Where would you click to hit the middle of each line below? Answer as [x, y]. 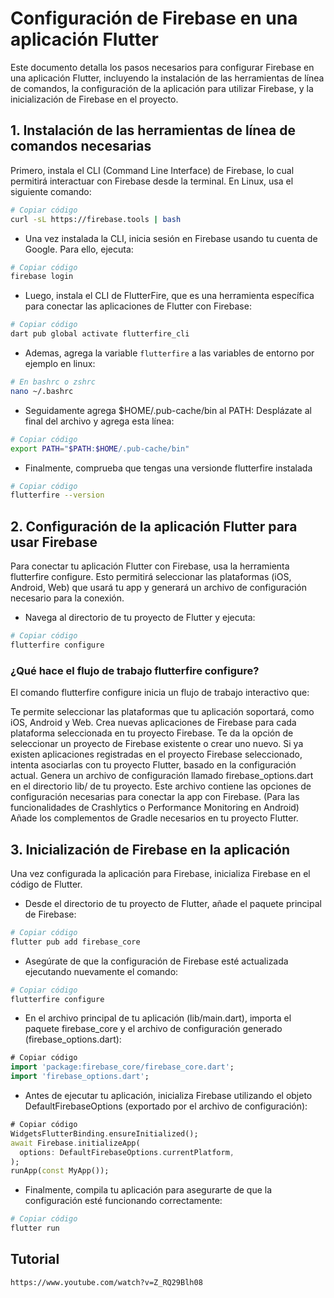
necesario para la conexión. [67, 598]
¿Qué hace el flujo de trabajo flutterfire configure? [135, 670]
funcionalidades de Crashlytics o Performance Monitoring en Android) [155, 808]
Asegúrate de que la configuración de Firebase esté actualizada [156, 961]
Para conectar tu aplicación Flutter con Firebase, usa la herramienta [150, 566]
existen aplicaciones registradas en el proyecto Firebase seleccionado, [156, 754]
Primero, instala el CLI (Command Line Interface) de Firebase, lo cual [152, 170]
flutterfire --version [57, 495]
